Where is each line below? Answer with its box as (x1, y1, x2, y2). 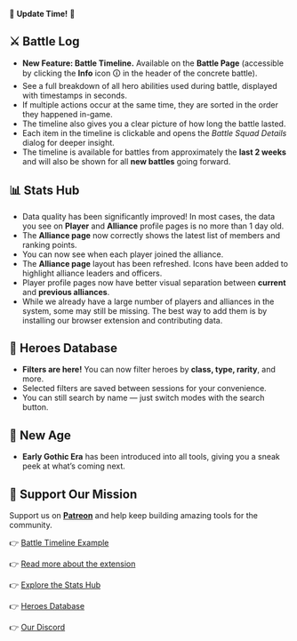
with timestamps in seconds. (21, 90, 127, 100)
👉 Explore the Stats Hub (9, 580, 101, 590)
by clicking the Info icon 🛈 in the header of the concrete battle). (21, 68, 258, 78)
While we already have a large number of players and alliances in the (21, 296, 275, 307)
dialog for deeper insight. (21, 137, 116, 148)
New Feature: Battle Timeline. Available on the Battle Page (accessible (21, 58, 285, 68)
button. (21, 402, 49, 413)
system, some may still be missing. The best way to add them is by (21, 305, 268, 316)
